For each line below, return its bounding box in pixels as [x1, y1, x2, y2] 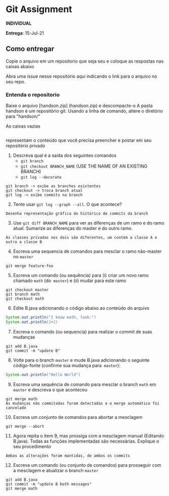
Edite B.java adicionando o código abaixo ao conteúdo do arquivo [13, 305, 150, 311]
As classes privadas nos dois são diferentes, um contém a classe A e [6, 235, 157, 240]
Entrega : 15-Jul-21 [6, 30, 44, 36]
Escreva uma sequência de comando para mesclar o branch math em [13, 381, 156, 387]
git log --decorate [20, 175, 62, 180]
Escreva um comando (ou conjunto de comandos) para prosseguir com [13, 462, 161, 468]
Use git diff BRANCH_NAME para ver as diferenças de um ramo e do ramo [13, 220, 164, 226]
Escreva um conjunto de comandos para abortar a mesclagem [13, 414, 143, 420]
